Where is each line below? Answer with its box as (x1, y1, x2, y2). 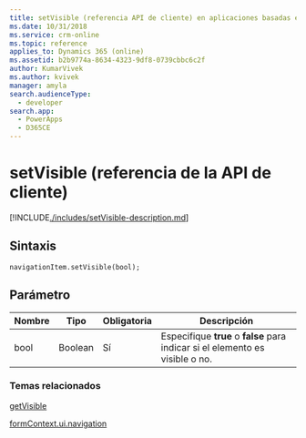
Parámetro (9, 288, 71, 303)
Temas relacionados (9, 380, 102, 392)
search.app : (9, 107, 55, 116)
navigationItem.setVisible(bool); (9, 262, 141, 271)
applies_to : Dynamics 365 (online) (9, 47, 145, 56)
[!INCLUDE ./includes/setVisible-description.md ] (9, 211, 189, 223)
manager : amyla (9, 81, 67, 90)
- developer (17, 97, 64, 107)
